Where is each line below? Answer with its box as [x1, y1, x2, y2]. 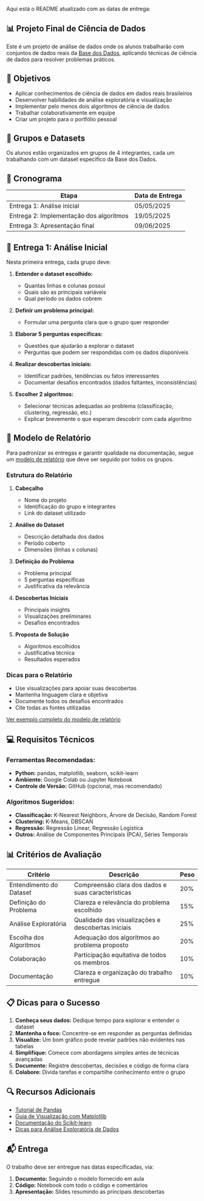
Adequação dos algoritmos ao [73, 934, 160, 942]
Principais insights [24, 606, 70, 614]
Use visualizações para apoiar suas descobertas [15, 685, 137, 692]
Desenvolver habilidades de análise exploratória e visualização [15, 96, 172, 103]
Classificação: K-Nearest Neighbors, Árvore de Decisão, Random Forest [15, 812, 197, 819]
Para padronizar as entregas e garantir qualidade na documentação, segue [6, 449, 194, 456]
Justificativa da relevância [24, 583, 90, 590]
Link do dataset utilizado [24, 509, 86, 517]
